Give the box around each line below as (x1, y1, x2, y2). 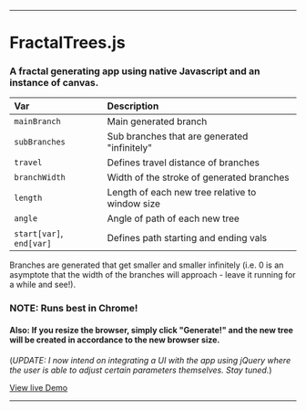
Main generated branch (107, 115, 208, 128)
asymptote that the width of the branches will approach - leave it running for (9, 269, 296, 280)
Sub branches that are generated (107, 130, 249, 142)
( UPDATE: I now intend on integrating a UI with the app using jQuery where (9, 354, 291, 365)
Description (107, 100, 159, 112)
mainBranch (14, 116, 61, 127)
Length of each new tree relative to (107, 186, 257, 199)
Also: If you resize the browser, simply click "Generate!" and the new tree (9, 325, 294, 335)
